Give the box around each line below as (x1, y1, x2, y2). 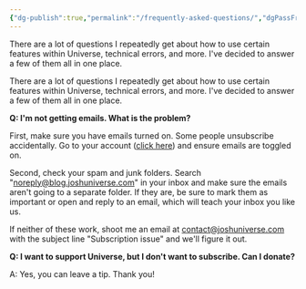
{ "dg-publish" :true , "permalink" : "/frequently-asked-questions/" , (9, 13, 262, 23)
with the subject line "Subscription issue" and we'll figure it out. (9, 233, 248, 244)
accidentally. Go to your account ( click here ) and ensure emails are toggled (9, 139, 291, 150)
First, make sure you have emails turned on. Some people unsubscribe (9, 129, 275, 141)
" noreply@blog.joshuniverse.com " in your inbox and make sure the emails (9, 177, 288, 188)
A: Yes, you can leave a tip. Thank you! (9, 268, 155, 279)
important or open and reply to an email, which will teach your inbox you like (9, 196, 296, 207)
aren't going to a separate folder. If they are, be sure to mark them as (9, 186, 269, 197)
